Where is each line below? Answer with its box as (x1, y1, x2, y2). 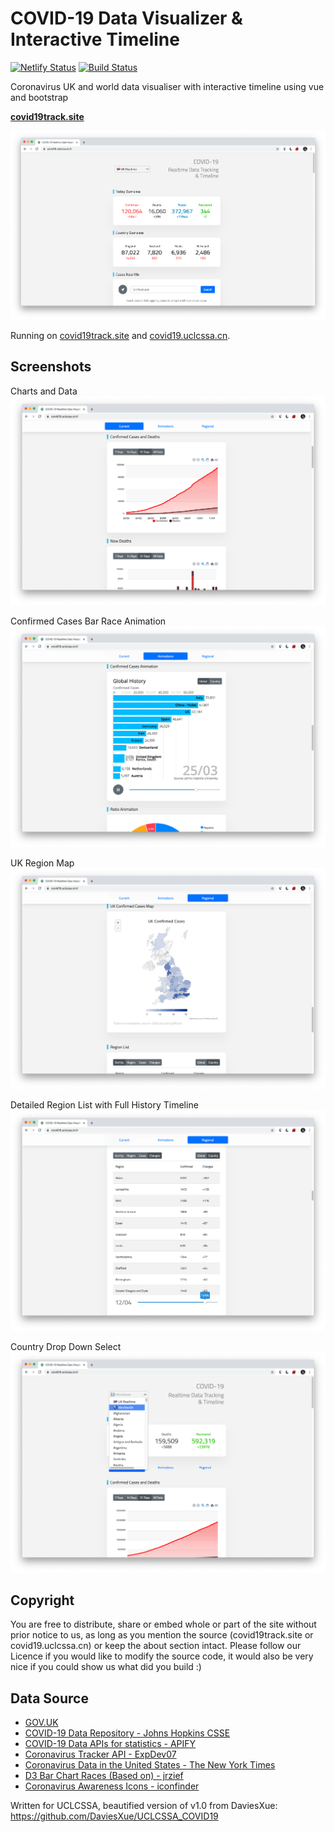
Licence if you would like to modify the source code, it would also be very (10, 1650, 314, 1662)
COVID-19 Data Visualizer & (10, 7, 243, 30)
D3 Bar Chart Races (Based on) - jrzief (24, 1770, 184, 1782)
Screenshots (10, 358, 92, 376)
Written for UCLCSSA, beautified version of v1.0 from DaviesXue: (10, 1800, 278, 1812)
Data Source (10, 1690, 89, 1707)
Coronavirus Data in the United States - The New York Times (24, 1759, 276, 1771)
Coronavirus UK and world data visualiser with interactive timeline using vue (10, 80, 325, 92)
